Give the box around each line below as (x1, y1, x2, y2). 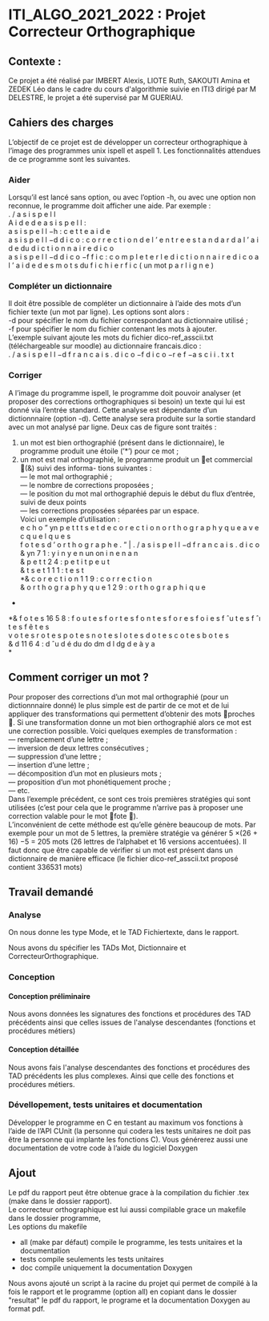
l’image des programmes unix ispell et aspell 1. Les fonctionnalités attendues (8, 146, 261, 155)
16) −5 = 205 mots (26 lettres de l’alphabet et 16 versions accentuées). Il (8, 836, 247, 846)
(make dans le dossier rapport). (8, 1196, 112, 1206)
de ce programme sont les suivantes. (8, 154, 130, 163)
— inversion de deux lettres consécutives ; (8, 743, 150, 752)
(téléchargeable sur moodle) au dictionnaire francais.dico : (8, 341, 202, 351)
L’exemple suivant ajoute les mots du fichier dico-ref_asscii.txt (8, 332, 214, 342)
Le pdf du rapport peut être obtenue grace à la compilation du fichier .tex (8, 1187, 250, 1197)
